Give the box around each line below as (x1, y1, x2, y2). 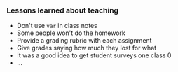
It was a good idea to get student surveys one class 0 (16, 51, 172, 59)
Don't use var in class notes (16, 22, 97, 30)
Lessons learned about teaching (6, 6, 119, 15)
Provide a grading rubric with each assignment (16, 36, 152, 45)
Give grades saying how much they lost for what (16, 44, 157, 52)
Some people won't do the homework (16, 29, 125, 37)
